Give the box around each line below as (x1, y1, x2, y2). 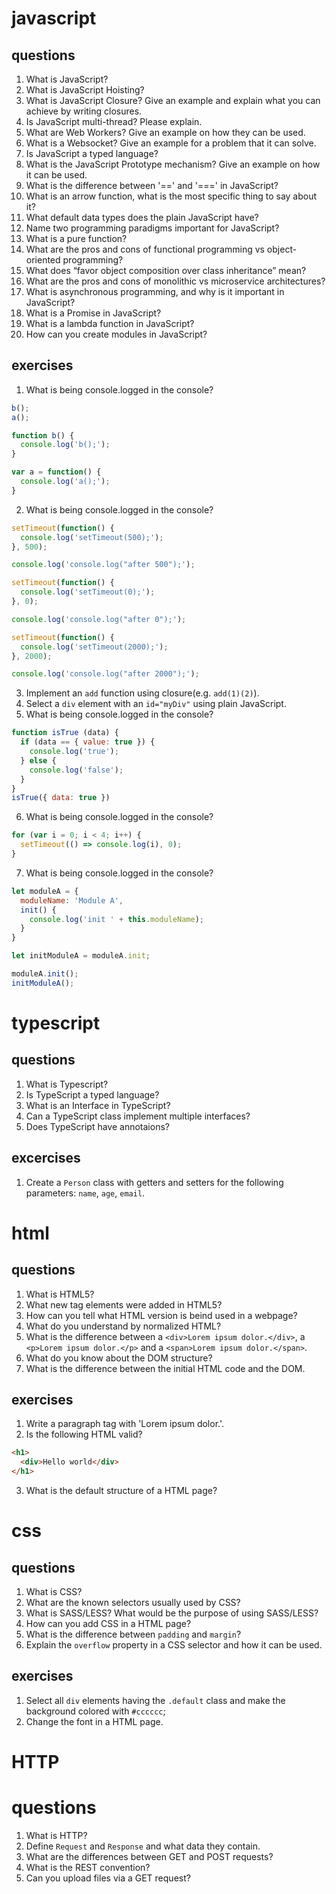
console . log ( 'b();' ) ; (20, 440, 111, 450)
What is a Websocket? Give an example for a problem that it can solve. (25, 137, 317, 149)
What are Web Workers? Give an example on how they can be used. (25, 127, 306, 138)
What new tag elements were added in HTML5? (25, 1298, 223, 1311)
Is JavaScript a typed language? (25, 148, 159, 159)
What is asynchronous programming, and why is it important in (25, 286, 285, 297)
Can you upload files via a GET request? (25, 1872, 191, 1884)
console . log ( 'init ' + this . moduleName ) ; (29, 914, 204, 924)
